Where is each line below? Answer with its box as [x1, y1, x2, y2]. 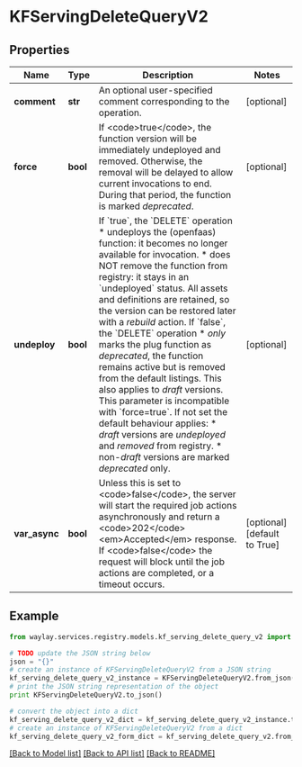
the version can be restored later [98, 304, 236, 317]
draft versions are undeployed [98, 429, 226, 440]
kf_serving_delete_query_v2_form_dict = [9, 732, 164, 741]
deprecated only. [98, 462, 171, 474]
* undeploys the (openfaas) [98, 226, 217, 238]
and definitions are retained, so [98, 293, 230, 305]
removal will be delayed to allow [98, 167, 234, 178]
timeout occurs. [98, 578, 165, 591]
